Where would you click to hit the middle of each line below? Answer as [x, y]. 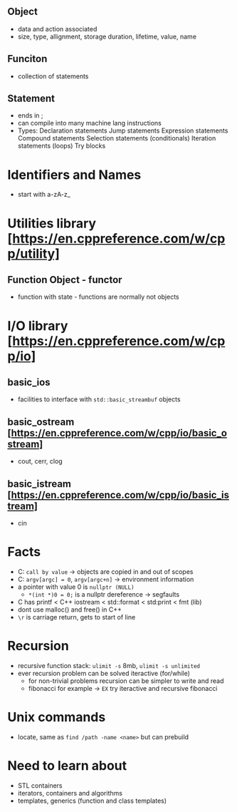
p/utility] [34, 253]
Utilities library [52, 223]
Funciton [27, 59]
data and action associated [57, 29]
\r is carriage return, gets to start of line [77, 617]
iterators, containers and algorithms [70, 793]
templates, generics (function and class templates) [92, 801]
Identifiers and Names [74, 175]
